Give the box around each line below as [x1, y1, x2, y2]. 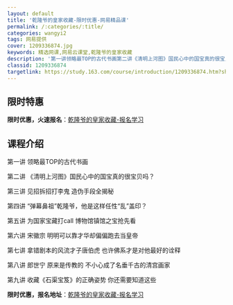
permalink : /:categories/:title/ [7, 23, 104, 30]
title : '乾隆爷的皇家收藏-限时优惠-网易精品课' [7, 17, 130, 24]
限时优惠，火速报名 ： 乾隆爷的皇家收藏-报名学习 [7, 115, 144, 124]
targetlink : [7, 68, 42, 75]
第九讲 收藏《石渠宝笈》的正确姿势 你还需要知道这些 [7, 276, 157, 284]
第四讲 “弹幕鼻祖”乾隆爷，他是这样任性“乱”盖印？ [7, 202, 148, 211]
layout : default [7, 10, 54, 17]
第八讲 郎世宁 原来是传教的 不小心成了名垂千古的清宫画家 [7, 261, 171, 270]
